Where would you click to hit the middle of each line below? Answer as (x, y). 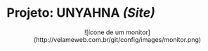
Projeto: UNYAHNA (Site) (81, 13)
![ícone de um (104, 32)
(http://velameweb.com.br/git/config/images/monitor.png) (117, 39)
